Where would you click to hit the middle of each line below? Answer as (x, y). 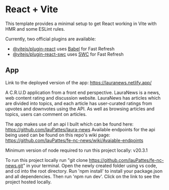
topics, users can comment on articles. (46, 114)
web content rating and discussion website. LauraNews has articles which (83, 98)
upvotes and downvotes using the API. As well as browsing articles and (80, 109)
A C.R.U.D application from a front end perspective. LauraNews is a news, (83, 92)
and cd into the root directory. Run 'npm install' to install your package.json (84, 171)
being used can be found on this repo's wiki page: (58, 135)
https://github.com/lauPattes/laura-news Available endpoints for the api (80, 129)
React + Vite (32, 9)
